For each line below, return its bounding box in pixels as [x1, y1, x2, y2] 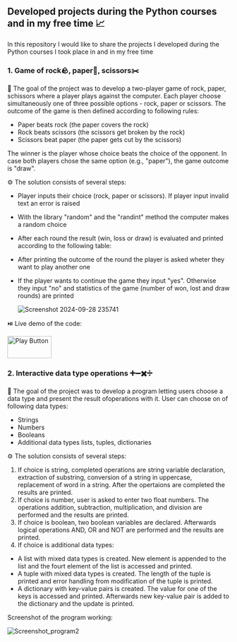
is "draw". [7, 164, 36, 173]
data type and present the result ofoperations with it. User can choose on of [7, 395, 229, 403]
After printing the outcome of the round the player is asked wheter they [17, 255, 225, 264]
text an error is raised [17, 199, 80, 208]
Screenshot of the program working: [7, 613, 113, 621]
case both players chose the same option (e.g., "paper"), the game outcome [7, 157, 229, 165]
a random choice [17, 221, 67, 229]
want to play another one [17, 263, 90, 272]
